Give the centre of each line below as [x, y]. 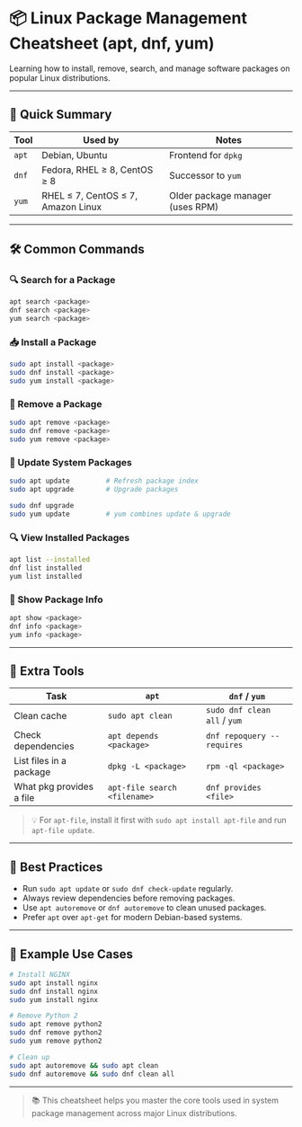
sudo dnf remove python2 [56, 1033]
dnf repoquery [236, 736]
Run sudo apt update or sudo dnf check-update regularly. [128, 889]
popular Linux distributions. [60, 77]
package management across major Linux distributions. [134, 1113]
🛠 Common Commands [77, 249]
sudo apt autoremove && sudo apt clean [84, 1065]
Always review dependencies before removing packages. [129, 898]
